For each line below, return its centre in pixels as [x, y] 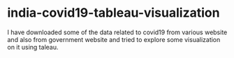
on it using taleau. [33, 47]
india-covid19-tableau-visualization [114, 13]
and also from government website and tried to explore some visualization [114, 39]
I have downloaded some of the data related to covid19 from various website [117, 32]
